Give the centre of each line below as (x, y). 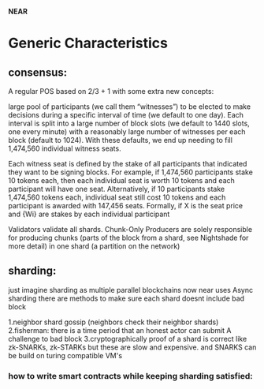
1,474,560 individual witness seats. (65, 148)
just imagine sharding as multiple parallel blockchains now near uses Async (131, 290)
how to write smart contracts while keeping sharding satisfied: (131, 376)
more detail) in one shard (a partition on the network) (94, 246)
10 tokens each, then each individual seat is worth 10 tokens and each (121, 180)
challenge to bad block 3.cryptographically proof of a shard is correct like (128, 339)
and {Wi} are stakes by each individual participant (89, 214)
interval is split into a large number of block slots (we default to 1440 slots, (129, 123)
